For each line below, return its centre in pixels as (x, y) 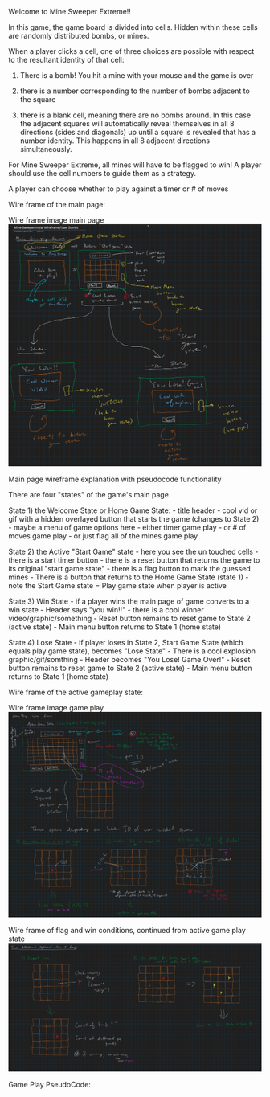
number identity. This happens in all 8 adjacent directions (115, 141)
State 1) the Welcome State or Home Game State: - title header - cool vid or (133, 510)
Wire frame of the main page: (57, 205)
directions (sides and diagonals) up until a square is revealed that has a (137, 132)
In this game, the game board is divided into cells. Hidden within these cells (133, 27)
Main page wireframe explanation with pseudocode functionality (115, 479)
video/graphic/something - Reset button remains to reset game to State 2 (130, 618)
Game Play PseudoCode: (49, 1084)
